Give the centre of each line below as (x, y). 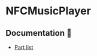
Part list (24, 47)
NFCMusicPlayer (48, 11)
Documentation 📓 (39, 33)
